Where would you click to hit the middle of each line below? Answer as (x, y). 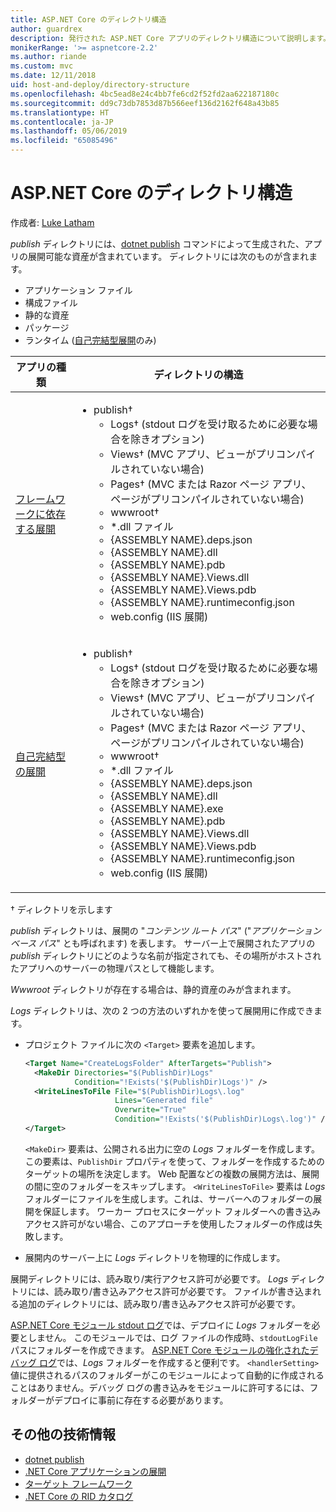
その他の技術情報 (63, 1434)
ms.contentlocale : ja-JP (62, 122)
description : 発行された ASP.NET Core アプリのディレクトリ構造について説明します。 (170, 38)
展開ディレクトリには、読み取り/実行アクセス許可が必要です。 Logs (149, 1278)
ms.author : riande (48, 57)
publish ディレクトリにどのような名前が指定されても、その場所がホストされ (166, 955)
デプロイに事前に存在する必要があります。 (141, 1400)
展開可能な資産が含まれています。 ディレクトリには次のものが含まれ (168, 256)
